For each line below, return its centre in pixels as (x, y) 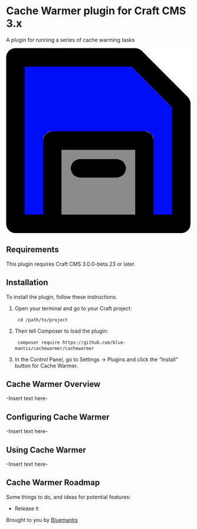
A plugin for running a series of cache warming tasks (70, 40)
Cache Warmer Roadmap (53, 483)
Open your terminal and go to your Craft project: (73, 308)
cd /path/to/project (42, 320)
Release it (27, 508)
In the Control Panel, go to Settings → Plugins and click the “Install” (96, 359)
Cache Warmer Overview (53, 384)
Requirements (32, 250)
